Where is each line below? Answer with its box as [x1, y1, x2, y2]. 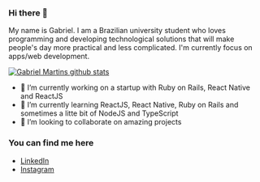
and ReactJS [19, 91, 63, 101]
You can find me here [8, 138, 94, 149]
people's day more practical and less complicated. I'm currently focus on [8, 43, 253, 53]
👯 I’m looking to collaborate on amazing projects [19, 117, 182, 127]
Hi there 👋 [8, 7, 49, 19]
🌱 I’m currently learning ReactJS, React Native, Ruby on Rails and [19, 100, 239, 110]
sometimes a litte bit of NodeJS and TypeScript [19, 108, 179, 118]
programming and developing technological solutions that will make [8, 34, 235, 44]
